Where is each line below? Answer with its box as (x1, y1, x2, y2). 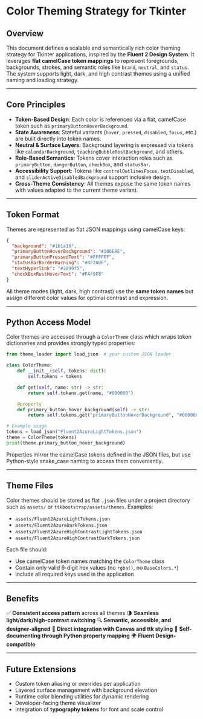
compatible (6, 641, 36, 648)
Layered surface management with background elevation (14, 686, 158, 694)
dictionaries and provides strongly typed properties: (6, 340, 136, 347)
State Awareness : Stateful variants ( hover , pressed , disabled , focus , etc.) (14, 128, 197, 135)
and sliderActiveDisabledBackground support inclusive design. (14, 174, 172, 181)
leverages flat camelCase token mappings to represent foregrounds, (6, 57, 179, 64)
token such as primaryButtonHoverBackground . (14, 122, 129, 129)
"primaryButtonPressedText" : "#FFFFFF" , (11, 254, 115, 261)
